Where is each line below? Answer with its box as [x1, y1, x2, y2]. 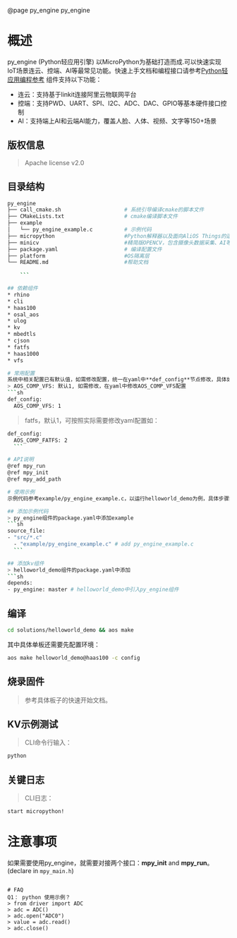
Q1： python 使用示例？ [7, 894, 71, 901]
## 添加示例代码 [7, 507, 49, 515]
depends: [7, 579, 33, 587]
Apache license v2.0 [24, 158, 85, 167]
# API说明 [7, 456, 34, 463]
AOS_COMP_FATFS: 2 [13, 437, 68, 444]
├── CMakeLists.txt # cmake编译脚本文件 [7, 213, 178, 220]
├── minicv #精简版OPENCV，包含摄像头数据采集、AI [7, 239, 226, 246]
